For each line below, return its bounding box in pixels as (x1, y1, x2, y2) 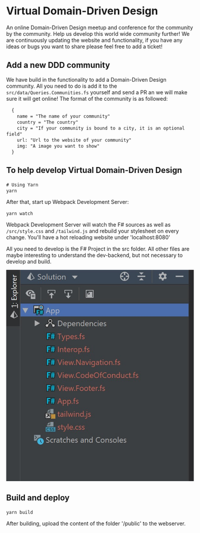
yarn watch (6, 210, 33, 216)
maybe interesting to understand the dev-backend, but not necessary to (6, 252, 183, 259)
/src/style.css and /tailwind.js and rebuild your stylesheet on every (6, 227, 179, 234)
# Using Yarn (6, 182, 39, 188)
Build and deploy (6, 493, 70, 503)
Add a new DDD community (6, 60, 110, 70)
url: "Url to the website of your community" (17, 137, 132, 143)
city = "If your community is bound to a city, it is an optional (17, 125, 185, 131)
